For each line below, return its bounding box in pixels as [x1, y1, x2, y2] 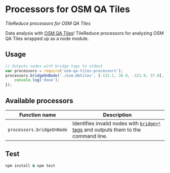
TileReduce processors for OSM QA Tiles [5, 20, 91, 26]
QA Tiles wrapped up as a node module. [5, 35, 89, 41]
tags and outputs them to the [72, 126, 141, 133]
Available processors [5, 96, 73, 105]
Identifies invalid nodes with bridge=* [72, 120, 161, 127]
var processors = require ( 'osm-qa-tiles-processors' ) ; [5, 68, 123, 73]
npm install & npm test [5, 163, 56, 168]
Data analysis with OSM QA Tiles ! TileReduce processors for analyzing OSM [5, 30, 164, 36]
